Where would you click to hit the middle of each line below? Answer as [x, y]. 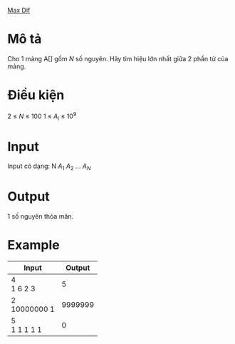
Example [33, 245]
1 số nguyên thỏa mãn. [41, 216]
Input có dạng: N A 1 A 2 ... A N [49, 167]
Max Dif [19, 10]
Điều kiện [36, 95]
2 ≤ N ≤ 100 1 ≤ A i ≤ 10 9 [42, 116]
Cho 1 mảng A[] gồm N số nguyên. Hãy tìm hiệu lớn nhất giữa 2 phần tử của [118, 58]
